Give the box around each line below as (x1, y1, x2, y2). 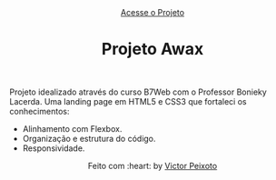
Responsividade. (22, 143, 85, 154)
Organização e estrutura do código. (22, 133, 156, 144)
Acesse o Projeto (121, 7, 184, 17)
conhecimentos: (9, 105, 70, 116)
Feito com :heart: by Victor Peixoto (87, 160, 218, 171)
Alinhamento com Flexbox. (22, 123, 123, 134)
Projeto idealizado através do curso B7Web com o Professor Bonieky (9, 86, 268, 97)
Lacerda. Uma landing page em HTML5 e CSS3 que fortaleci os (9, 95, 247, 106)
